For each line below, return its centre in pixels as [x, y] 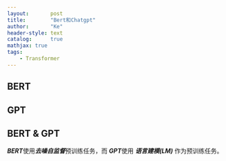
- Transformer [40, 59]
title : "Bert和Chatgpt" [52, 20]
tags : [15, 53]
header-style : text [35, 33]
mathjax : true [28, 46]
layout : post [35, 13]
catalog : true [35, 39]
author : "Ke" [35, 26]
